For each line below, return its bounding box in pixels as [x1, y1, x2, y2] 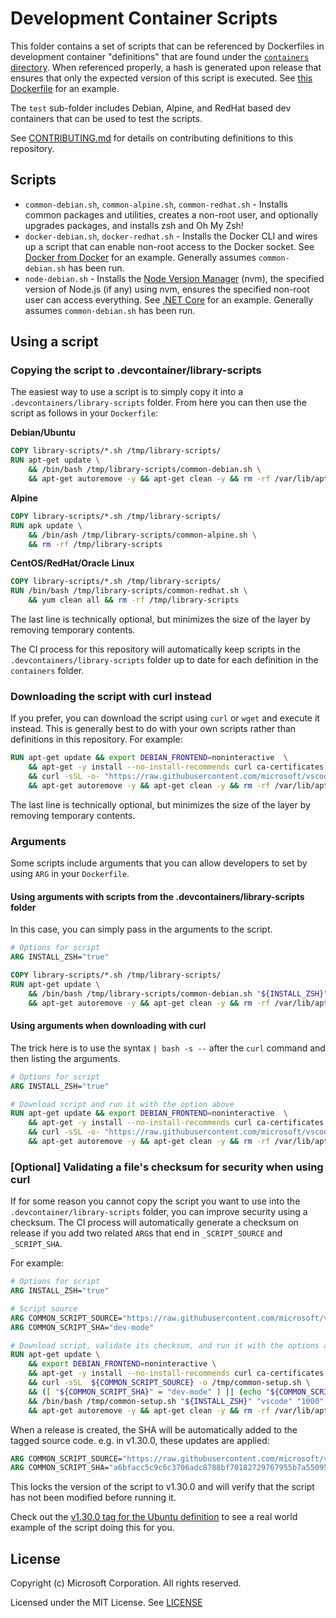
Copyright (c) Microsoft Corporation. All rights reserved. [10, 1577, 242, 1589]
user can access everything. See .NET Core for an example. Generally [24, 293, 314, 306]
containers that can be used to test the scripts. [10, 112, 203, 124]
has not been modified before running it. [10, 1492, 177, 1504]
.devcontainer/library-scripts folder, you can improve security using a [10, 1206, 308, 1218]
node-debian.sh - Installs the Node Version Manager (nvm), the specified [24, 272, 325, 284]
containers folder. [10, 665, 85, 677]
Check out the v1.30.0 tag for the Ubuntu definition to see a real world [10, 1511, 298, 1523]
